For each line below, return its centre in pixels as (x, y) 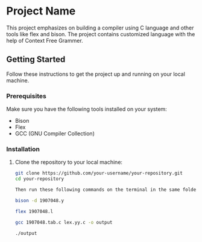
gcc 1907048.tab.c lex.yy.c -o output (64, 222)
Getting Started (36, 59)
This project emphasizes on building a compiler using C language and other (100, 28)
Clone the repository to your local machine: (68, 162)
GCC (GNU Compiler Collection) (55, 134)
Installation (23, 149)
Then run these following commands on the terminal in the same (97, 190)
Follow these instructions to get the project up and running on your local (96, 74)
